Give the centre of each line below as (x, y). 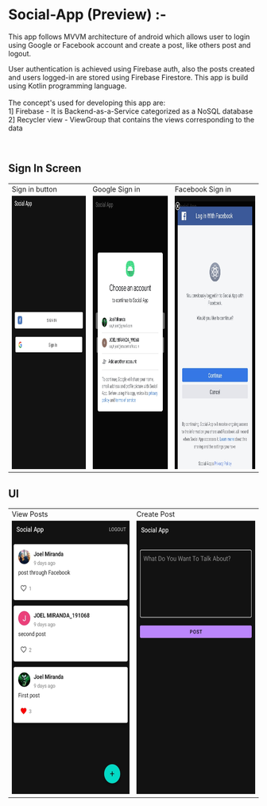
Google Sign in (116, 189)
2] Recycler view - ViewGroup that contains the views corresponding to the (132, 119)
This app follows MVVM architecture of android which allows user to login (129, 37)
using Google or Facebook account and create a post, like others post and (130, 45)
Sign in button (34, 189)
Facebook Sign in (203, 189)
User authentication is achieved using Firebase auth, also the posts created (132, 68)
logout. (20, 53)
